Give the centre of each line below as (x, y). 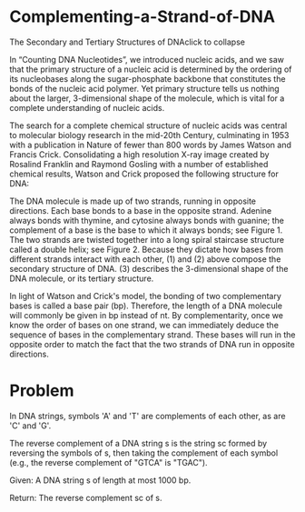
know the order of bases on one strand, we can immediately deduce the (144, 325)
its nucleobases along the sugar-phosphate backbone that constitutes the (148, 78)
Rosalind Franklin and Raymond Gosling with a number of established (139, 164)
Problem (42, 391)
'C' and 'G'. (30, 426)
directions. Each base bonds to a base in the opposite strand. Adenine (141, 210)
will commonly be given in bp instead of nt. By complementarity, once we (147, 315)
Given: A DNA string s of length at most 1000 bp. (100, 480)
